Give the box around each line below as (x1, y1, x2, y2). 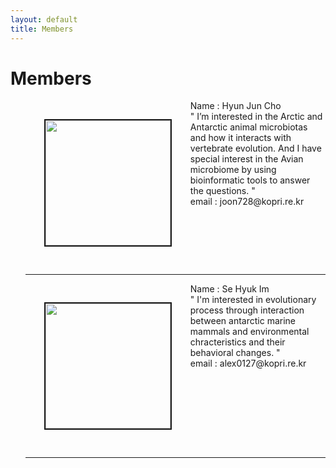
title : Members (10, 24, 74, 34)
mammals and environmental (189, 326, 310, 338)
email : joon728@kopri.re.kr (189, 196, 305, 208)
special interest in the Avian (189, 153, 304, 165)
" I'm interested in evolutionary (189, 294, 317, 306)
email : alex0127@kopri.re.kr (189, 357, 307, 370)
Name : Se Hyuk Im (189, 283, 270, 295)
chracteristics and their (189, 336, 286, 348)
